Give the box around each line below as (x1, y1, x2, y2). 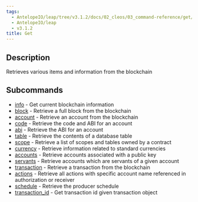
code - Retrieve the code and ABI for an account (14, 119, 133, 127)
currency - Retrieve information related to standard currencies (14, 145, 166, 152)
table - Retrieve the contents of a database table (14, 132, 133, 139)
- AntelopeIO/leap (11, 19, 57, 25)
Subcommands (6, 85, 63, 95)
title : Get (6, 31, 33, 37)
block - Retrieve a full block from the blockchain (14, 107, 131, 114)
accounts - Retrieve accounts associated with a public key (14, 151, 157, 158)
